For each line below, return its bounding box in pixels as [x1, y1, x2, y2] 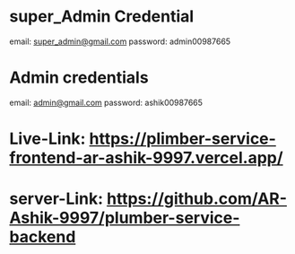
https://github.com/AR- [106, 188, 288, 209]
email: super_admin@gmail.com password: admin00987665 [9, 36, 231, 47]
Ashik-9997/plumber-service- [9, 208, 240, 228]
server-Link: [9, 188, 104, 209]
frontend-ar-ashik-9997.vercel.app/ [9, 148, 284, 168]
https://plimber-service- [89, 128, 276, 149]
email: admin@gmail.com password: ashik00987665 [9, 97, 204, 108]
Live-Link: [9, 128, 86, 149]
